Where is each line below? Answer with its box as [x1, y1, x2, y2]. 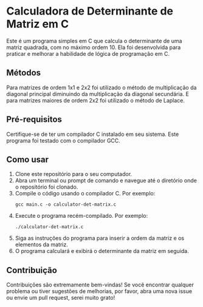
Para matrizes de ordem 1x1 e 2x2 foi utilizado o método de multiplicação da [6, 84, 197, 91]
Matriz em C [6, 17, 69, 31]
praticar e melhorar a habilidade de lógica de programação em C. [6, 50, 170, 57]
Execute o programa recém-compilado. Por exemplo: [15, 212, 148, 220]
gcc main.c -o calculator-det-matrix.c [15, 201, 117, 207]
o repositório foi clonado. [15, 183, 78, 191]
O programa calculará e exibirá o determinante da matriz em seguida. [15, 248, 190, 255]
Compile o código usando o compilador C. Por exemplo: [15, 190, 156, 197]
